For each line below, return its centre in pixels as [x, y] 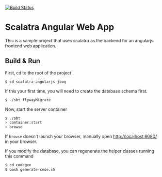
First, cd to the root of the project [38, 72]
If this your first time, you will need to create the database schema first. [76, 91]
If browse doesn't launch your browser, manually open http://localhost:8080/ [81, 137]
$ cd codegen [18, 165]
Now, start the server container [36, 109]
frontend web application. [31, 46]
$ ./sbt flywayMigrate [28, 100]
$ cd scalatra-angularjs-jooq [36, 82]
